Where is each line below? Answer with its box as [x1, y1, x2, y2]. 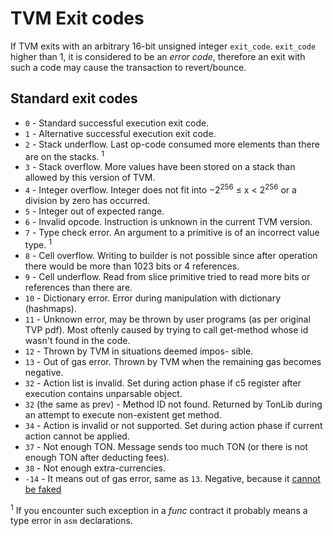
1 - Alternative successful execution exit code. [24, 127, 217, 139]
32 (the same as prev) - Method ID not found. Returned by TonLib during [24, 398, 323, 410]
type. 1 [24, 237, 52, 251]
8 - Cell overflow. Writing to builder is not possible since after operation [24, 249, 318, 261]
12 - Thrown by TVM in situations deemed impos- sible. [24, 345, 254, 357]
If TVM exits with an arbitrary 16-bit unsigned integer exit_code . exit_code [10, 40, 317, 52]
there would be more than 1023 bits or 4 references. [24, 260, 240, 272]
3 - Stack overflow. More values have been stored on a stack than [24, 161, 296, 173]
